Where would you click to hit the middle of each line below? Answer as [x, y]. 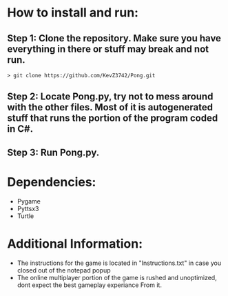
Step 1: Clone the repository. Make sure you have [114, 38]
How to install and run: [73, 13]
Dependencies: [52, 182]
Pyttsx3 [28, 208]
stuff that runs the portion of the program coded [113, 118]
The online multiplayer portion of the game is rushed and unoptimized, [117, 277]
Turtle [25, 216]
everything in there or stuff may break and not [108, 49]
